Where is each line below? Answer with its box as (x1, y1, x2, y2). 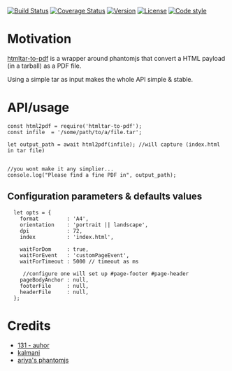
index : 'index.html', (20, 233, 114, 240)
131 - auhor (17, 341, 50, 349)
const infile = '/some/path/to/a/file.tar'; (7, 129, 142, 136)
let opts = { (13, 209, 52, 216)
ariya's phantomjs (17, 356, 69, 364)
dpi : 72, (20, 227, 82, 234)
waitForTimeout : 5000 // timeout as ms (20, 258, 139, 265)
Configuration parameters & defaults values (7, 191, 203, 203)
